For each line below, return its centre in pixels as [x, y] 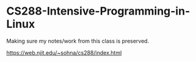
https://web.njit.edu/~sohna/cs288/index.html [64, 52]
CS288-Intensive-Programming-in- [98, 11]
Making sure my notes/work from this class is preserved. [78, 41]
